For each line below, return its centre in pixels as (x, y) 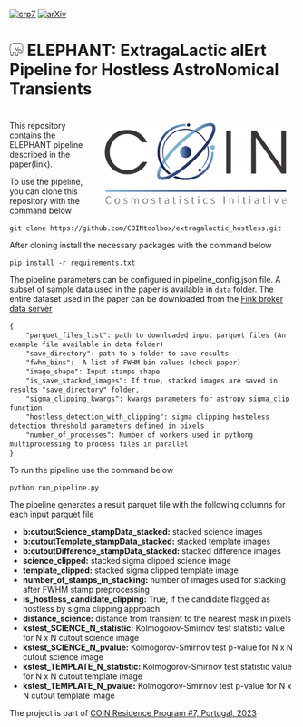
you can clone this (44, 191)
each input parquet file (52, 514)
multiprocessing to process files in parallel (99, 444)
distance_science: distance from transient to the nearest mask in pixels (157, 619)
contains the (33, 135)
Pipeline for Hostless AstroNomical (144, 70)
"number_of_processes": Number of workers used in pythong (140, 435)
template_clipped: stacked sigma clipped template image (130, 570)
